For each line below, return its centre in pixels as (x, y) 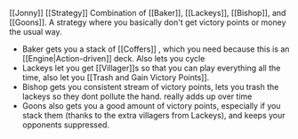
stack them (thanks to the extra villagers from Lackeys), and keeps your (153, 115)
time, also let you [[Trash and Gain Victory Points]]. (116, 78)
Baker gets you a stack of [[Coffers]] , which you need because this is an (156, 49)
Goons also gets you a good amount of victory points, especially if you (151, 106)
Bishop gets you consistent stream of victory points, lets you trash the (150, 87)
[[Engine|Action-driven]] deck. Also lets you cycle (113, 58)
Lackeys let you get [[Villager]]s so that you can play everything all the (151, 68)
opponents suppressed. (65, 125)
